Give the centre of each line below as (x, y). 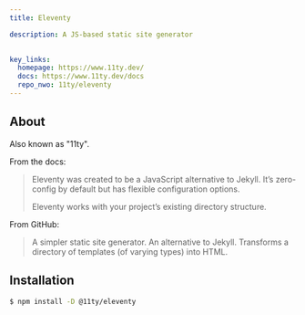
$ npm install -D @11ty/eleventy (73, 301)
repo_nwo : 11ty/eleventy (65, 85)
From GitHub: (35, 224)
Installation (42, 281)
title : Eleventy (40, 18)
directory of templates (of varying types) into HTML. (130, 251)
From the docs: (38, 162)
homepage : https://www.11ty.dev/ (81, 68)
